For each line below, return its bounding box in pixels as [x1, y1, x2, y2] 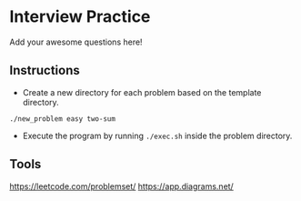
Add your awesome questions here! [9, 36, 143, 47]
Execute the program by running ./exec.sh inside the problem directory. [22, 130, 293, 141]
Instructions [9, 63, 80, 78]
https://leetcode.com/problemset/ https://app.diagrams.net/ [9, 180, 234, 192]
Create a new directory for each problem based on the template [22, 86, 262, 97]
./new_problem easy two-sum [9, 114, 116, 124]
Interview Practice [9, 6, 151, 27]
